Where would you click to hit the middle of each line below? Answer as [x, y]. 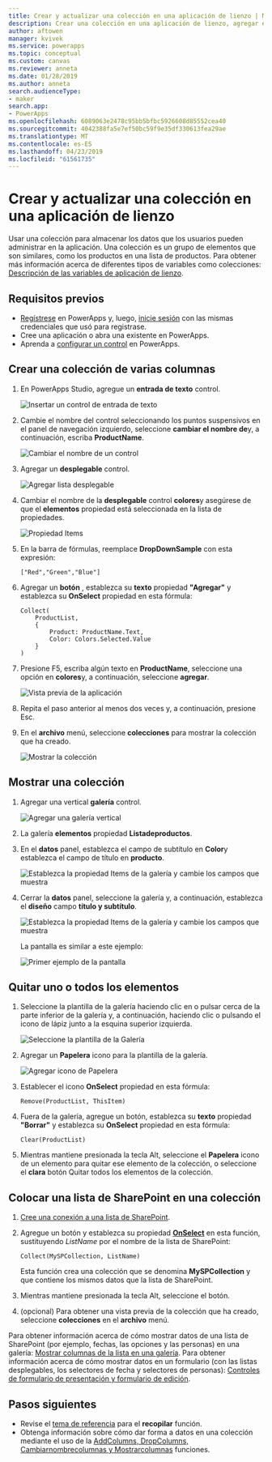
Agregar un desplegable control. [75, 469]
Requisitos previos [56, 298]
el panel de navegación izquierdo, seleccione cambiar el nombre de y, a [140, 428]
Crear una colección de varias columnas [112, 369]
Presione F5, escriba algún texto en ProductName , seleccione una [131, 668]
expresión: [38, 557]
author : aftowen [36, 31]
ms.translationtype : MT [49, 136]
